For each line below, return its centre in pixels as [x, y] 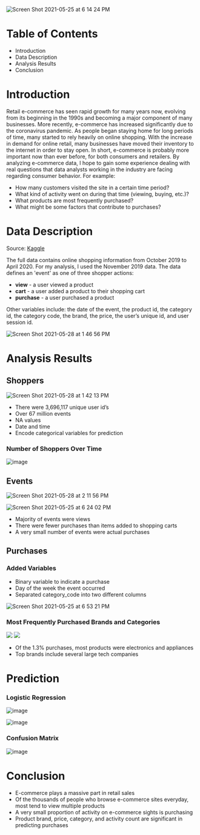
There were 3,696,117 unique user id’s [62, 407]
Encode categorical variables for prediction [69, 433]
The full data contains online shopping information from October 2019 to [96, 260]
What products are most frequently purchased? [74, 200]
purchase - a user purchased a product [65, 297]
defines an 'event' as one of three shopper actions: [70, 272]
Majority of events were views [53, 519]
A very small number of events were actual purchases [82, 532]
